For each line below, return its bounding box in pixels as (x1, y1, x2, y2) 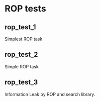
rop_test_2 (4, 50, 38, 59)
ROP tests (4, 3, 46, 14)
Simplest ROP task (4, 36, 43, 42)
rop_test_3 (4, 78, 38, 87)
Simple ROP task (4, 63, 39, 70)
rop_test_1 (4, 23, 36, 31)
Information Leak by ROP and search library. (4, 91, 96, 97)
